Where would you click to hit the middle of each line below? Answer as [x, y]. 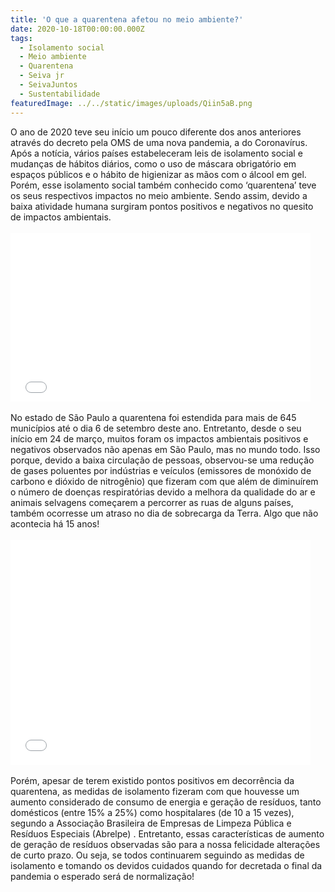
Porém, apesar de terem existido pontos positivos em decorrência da [152, 780]
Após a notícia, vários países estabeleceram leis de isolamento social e [156, 153]
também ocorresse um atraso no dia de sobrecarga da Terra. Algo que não [164, 513]
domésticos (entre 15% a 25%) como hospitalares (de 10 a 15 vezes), [152, 812]
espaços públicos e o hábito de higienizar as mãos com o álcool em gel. [158, 174]
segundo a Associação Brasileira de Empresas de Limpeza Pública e [151, 823]
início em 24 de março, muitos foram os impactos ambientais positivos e [159, 438]
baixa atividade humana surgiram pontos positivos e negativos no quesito [162, 206]
